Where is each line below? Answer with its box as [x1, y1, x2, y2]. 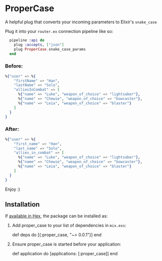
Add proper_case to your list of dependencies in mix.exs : [12, 223, 126, 228]
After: [5, 126, 19, 132]
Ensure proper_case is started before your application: [12, 241, 122, 247]
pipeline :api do [9, 37, 45, 43]
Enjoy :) [5, 186, 20, 192]
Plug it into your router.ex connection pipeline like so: [5, 28, 113, 34]
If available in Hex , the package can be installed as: [5, 213, 108, 219]
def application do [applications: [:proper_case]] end [12, 251, 118, 257]
